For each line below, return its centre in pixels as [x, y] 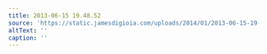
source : [21, 23]
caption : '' [28, 38]
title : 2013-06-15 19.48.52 [55, 15]
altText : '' [28, 30]
